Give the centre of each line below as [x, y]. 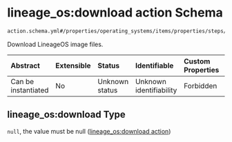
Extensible [73, 65]
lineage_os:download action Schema [115, 13]
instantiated [30, 90]
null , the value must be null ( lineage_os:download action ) [89, 131]
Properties [202, 70]
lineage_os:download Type [66, 115]
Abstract [25, 65]
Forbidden [201, 85]
